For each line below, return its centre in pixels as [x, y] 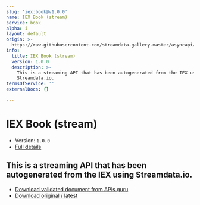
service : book [24, 23]
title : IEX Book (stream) [44, 56]
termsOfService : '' [30, 84]
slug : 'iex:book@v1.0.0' [37, 12]
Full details [28, 147]
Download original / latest [46, 195]
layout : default [26, 34]
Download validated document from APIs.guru [71, 189]
